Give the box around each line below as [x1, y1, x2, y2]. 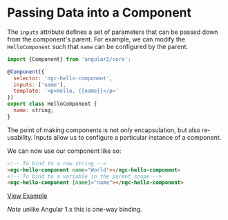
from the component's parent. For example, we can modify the [7, 35, 185, 43]
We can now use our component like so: [7, 147, 122, 155]
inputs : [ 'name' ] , [13, 81, 67, 88]
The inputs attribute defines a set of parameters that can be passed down [7, 28, 218, 36]
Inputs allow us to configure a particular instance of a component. [34, 133, 222, 141]
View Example [7, 192, 48, 200]
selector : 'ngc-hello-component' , [13, 75, 113, 82]
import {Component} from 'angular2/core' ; [7, 55, 131, 63]
